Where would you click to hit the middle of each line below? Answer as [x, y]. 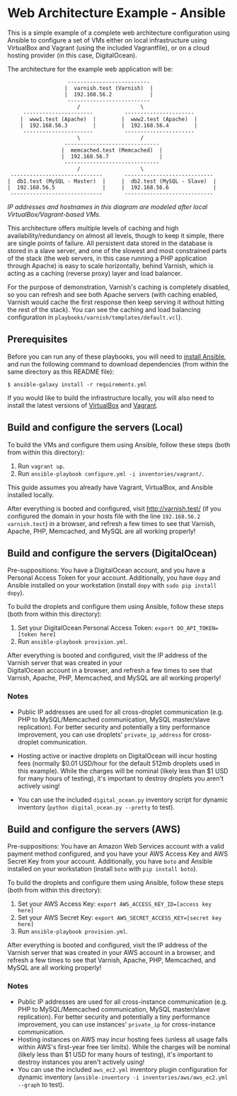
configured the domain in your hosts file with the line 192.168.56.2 [104, 516]
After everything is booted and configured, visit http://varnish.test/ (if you [114, 508]
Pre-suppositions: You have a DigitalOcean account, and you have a [106, 570]
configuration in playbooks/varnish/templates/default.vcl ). [95, 317]
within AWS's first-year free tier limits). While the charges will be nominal [124, 1046]
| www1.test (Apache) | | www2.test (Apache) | [109, 119]
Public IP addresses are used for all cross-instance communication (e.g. [122, 1002]
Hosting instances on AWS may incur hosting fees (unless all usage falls [123, 1039]
